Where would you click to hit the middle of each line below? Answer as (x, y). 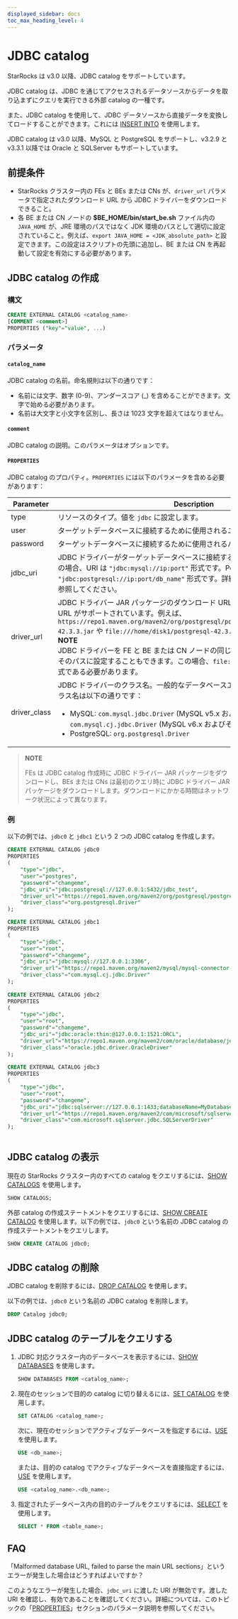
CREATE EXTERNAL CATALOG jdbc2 (53, 995)
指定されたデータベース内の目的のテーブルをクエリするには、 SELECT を (123, 1504)
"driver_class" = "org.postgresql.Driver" (80, 903)
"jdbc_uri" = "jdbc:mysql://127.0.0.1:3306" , (85, 962)
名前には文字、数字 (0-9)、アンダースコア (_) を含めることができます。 (121, 396)
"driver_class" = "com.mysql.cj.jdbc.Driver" (85, 975)
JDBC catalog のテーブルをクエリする (90, 1338)
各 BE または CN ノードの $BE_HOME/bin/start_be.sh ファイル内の (116, 218)
